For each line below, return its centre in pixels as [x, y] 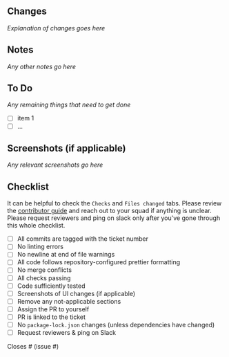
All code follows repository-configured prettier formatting [99, 262]
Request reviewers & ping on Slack [66, 332]
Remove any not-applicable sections [69, 301]
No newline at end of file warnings [66, 255]
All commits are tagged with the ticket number [83, 239]
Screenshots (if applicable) [67, 148]
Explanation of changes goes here [56, 28]
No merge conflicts [44, 270]
